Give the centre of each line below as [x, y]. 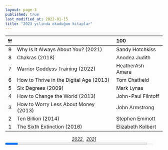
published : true [22, 14]
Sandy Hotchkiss [136, 49]
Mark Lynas [130, 88]
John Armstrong [135, 108]
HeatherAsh [130, 66]
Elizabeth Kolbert [136, 127]
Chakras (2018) [36, 58]
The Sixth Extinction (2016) [49, 127]
